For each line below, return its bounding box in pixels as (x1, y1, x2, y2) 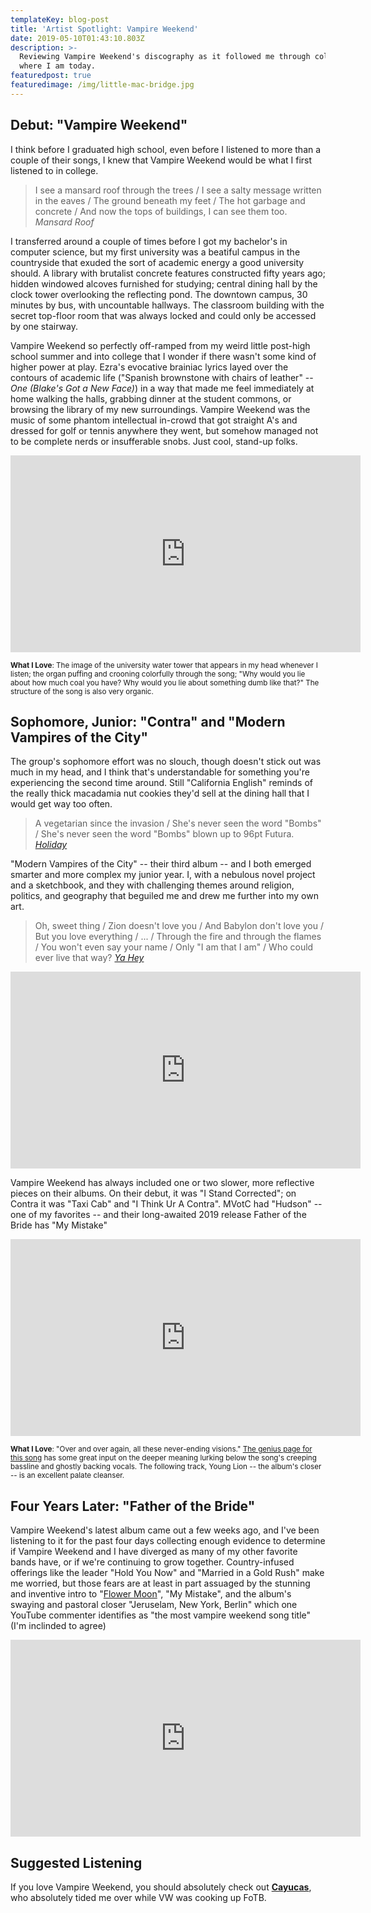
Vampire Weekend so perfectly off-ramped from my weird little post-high (10, 339, 311, 351)
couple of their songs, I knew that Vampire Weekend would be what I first (10, 154, 313, 166)
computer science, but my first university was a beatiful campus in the (10, 246, 301, 258)
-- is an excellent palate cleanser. (10, 1471, 125, 1481)
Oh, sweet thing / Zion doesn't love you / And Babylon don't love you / (34, 920, 325, 932)
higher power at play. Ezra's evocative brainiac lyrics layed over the (10, 361, 289, 373)
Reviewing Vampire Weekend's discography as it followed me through (19, 52, 311, 62)
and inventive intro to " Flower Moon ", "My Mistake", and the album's (10, 1588, 292, 1600)
